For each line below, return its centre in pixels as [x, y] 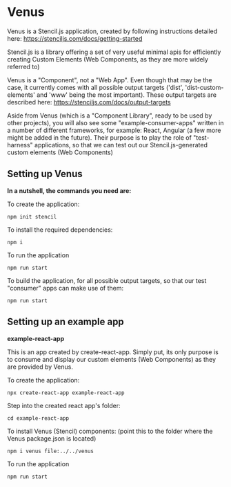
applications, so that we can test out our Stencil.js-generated [121, 145]
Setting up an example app [66, 322]
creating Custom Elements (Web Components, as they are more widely [108, 59]
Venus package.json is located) [52, 438]
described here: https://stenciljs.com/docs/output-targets [89, 102]
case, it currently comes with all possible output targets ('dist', [96, 87]
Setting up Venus [45, 174]
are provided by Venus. [40, 367]
